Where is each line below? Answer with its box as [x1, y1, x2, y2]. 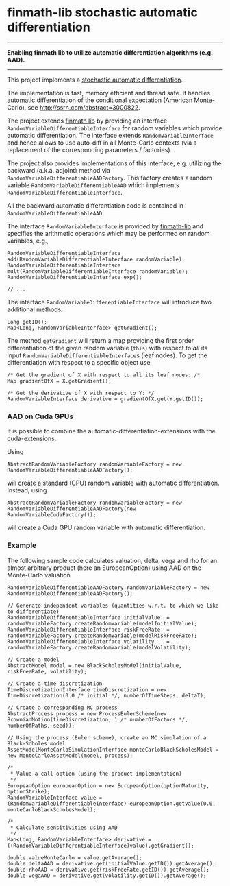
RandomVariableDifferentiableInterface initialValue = [7, 614, 170, 621]
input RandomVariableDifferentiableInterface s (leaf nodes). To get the [7, 351, 207, 359]
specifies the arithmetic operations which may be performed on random [7, 229, 210, 237]
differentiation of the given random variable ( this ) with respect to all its [7, 344, 208, 352]
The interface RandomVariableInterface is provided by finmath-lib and [7, 221, 204, 230]
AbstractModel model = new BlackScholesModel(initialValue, [7, 662, 183, 669]
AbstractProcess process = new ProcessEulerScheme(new [7, 710, 167, 717]
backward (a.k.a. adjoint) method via [7, 166, 111, 174]
